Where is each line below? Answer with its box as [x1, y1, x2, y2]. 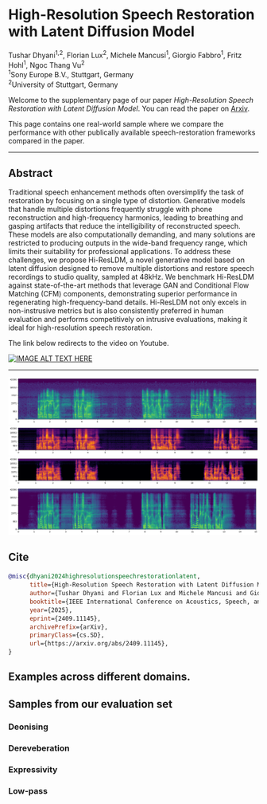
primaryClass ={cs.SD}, [29, 631, 105, 639]
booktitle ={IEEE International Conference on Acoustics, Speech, [29, 598, 250, 606]
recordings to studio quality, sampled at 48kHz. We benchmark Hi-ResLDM [8, 273, 254, 282]
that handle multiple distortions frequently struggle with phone [8, 205, 213, 214]
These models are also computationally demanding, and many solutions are [8, 229, 256, 240]
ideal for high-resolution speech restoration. [8, 323, 153, 332]
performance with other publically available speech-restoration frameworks [8, 127, 256, 137]
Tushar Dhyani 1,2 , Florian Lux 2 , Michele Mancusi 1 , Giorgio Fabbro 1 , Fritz [8, 49, 242, 60]
